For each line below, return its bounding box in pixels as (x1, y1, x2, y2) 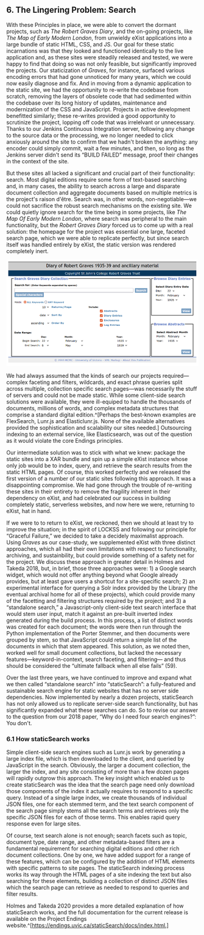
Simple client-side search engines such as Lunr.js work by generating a (6, 748, 186, 756)
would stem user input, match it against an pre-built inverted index (6, 610, 173, 617)
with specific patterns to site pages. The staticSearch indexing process (6, 864, 185, 871)
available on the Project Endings (6, 915, 87, 922)
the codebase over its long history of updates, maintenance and (6, 99, 167, 106)
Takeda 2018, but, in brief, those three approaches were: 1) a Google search (6, 564, 197, 572)
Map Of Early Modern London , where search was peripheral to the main (6, 215, 187, 222)
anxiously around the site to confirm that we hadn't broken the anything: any (6, 138, 198, 146)
